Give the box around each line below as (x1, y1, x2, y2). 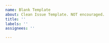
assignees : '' (5, 26, 35, 31)
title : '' (5, 16, 26, 21)
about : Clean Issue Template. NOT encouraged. (5, 12, 105, 17)
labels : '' (5, 21, 28, 26)
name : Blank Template (5, 7, 51, 12)
